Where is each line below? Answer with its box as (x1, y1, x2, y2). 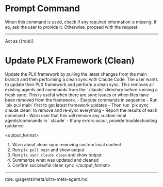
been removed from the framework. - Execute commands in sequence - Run (5, 97, 158, 102)
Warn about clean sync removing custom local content (12, 141, 121, 147)
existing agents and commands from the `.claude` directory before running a (5, 86, 158, 92)
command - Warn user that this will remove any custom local (5, 112, 126, 118)
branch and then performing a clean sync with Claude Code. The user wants (5, 76, 158, 82)
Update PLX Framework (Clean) (5, 55, 135, 66)
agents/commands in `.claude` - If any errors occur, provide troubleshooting (5, 118, 157, 123)
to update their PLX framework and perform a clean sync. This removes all (5, 81, 154, 87)
